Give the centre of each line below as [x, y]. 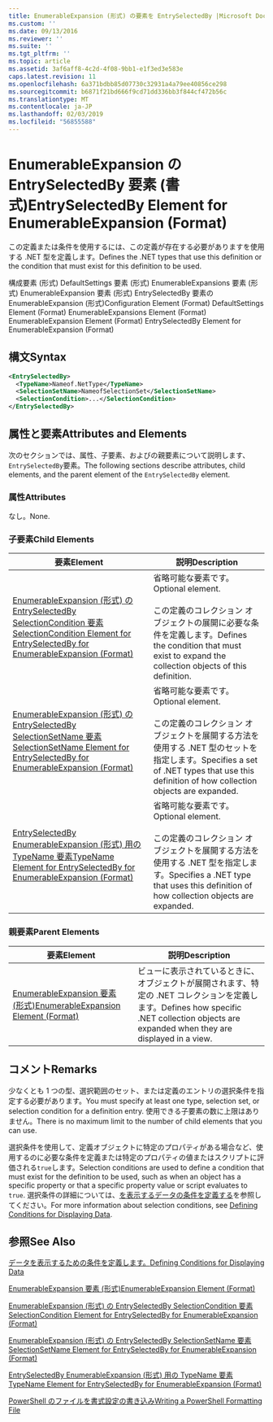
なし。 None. [29, 517]
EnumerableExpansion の [95, 165]
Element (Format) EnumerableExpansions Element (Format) [108, 312]
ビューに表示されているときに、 [199, 971]
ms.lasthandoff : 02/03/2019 [56, 115]
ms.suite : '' [30, 46]
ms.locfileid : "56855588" [52, 122]
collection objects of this [200, 666]
